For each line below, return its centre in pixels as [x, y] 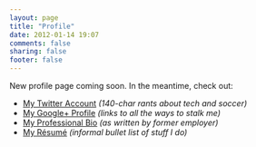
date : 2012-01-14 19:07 [54, 34]
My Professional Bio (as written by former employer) [120, 122]
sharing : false [38, 52]
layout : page [34, 18]
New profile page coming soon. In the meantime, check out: [121, 86]
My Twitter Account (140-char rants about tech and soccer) [135, 103]
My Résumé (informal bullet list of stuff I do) [105, 132]
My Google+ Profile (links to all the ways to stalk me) [121, 113]
